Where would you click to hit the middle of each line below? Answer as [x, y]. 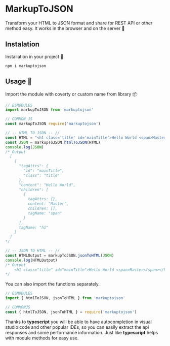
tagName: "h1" [34, 227]
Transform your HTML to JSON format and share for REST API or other [79, 23]
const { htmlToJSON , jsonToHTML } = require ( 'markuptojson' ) [71, 312]
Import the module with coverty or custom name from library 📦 [71, 94]
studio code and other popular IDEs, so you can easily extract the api [77, 327]
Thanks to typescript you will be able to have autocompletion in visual [78, 322]
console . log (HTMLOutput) [31, 260]
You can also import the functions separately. [53, 284]
